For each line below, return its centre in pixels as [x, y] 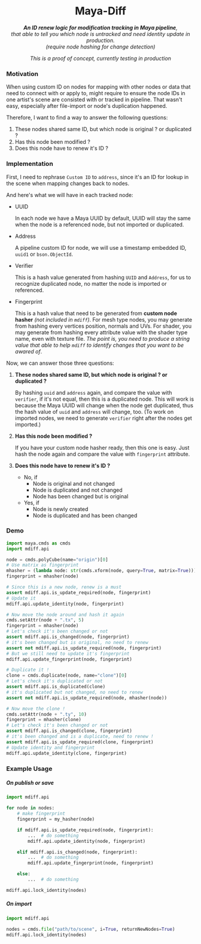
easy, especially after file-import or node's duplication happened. [87, 106]
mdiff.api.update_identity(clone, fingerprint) [67, 753]
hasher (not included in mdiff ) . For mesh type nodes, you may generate [103, 319]
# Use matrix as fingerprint [42, 565]
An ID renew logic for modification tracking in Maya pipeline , [100, 28]
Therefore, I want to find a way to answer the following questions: [87, 117]
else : [24, 874]
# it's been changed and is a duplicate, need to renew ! [80, 737]
